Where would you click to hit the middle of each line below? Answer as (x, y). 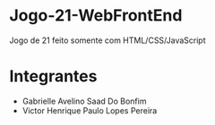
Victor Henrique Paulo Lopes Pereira (90, 110)
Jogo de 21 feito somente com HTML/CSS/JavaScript (107, 40)
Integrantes (53, 76)
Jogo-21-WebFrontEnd (96, 16)
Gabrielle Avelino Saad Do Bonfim (84, 101)
